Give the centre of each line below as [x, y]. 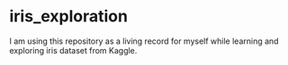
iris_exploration [69, 16]
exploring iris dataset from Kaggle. [73, 50]
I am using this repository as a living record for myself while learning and [144, 41]
